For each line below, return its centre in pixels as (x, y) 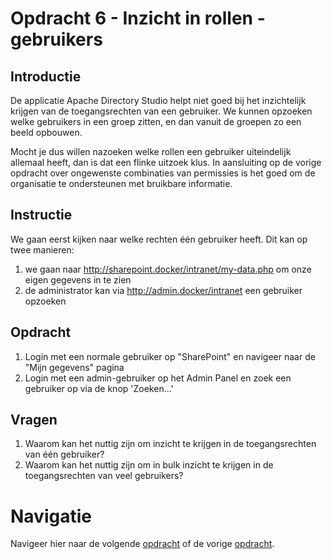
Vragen (34, 420)
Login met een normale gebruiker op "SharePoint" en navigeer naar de (170, 356)
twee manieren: (42, 249)
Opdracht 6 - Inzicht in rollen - (138, 18)
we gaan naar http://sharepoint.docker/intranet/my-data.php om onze (168, 269)
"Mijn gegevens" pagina (74, 367)
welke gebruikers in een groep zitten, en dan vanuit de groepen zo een (156, 121)
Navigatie (51, 516)
